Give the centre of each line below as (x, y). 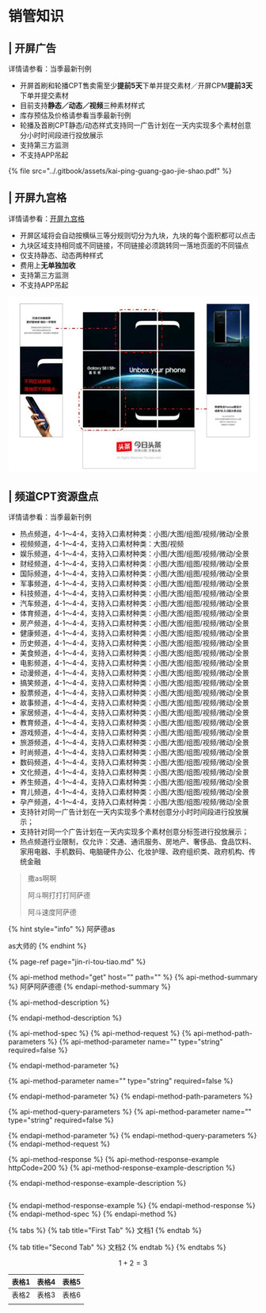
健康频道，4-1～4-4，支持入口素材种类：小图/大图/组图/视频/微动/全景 (134, 633)
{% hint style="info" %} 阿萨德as (62, 929)
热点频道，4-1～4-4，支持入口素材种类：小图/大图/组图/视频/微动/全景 (134, 534)
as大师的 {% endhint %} (47, 946)
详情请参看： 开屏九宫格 (46, 218)
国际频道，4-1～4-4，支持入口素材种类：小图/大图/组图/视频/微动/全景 (134, 573)
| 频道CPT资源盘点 (53, 496)
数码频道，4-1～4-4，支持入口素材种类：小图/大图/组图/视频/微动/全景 (134, 763)
